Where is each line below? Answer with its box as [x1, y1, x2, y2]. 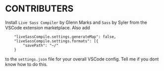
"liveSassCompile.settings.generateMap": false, [14, 34, 116, 39]
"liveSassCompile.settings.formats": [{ [14, 38, 99, 44]
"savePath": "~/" [23, 43, 58, 48]
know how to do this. [5, 61, 48, 67]
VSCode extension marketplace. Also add [5, 24, 90, 30]
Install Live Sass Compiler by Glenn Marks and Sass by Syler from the [5, 19, 147, 25]
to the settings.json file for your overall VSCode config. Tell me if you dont [5, 56, 159, 62]
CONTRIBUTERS [5, 3, 74, 14]
